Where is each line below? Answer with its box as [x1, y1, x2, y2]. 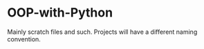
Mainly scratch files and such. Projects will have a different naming [7, 28, 198, 36]
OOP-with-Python [7, 5, 113, 21]
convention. [7, 35, 41, 43]
